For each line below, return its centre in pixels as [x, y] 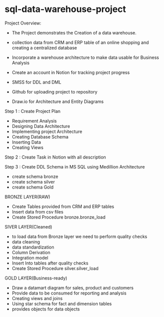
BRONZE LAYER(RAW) [27, 196]
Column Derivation [31, 252]
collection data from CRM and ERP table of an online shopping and [80, 42]
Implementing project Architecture [47, 131]
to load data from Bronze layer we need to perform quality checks [80, 236]
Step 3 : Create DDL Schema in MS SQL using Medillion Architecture [75, 166]
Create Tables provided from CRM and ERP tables [63, 206]
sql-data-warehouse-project [66, 9]
